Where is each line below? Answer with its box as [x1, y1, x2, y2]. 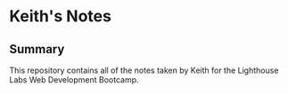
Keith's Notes [9, 6, 111, 27]
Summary [9, 42, 65, 57]
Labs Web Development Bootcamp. [9, 74, 140, 85]
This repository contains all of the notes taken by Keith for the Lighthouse [9, 65, 279, 75]
